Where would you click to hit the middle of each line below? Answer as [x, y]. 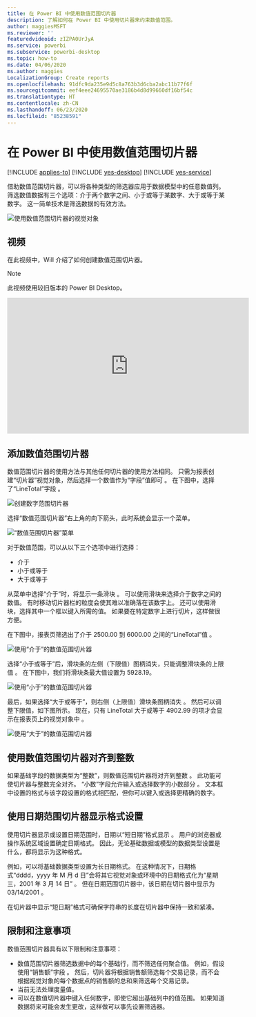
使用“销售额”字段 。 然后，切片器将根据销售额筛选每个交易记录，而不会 [118, 972]
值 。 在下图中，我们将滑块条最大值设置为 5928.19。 [81, 673]
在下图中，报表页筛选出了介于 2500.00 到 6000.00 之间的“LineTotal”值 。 [111, 635]
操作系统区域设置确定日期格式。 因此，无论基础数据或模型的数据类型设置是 [114, 843]
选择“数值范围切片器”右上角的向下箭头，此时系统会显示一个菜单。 [101, 518]
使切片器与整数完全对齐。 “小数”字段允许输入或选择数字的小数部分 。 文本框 [115, 784]
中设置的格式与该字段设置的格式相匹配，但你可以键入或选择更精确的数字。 [113, 793]
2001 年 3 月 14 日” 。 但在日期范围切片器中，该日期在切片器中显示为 [117, 883]
